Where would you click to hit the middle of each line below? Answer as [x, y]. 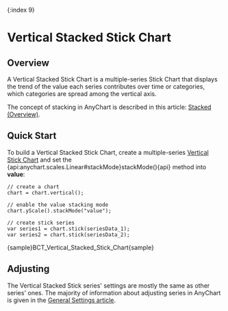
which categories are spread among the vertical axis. [82, 94]
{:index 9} [21, 10]
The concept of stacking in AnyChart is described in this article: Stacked [109, 107]
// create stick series [41, 223]
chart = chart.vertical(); [46, 192]
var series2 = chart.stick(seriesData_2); [68, 235]
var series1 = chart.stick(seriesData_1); [68, 229]
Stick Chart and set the [39, 160]
